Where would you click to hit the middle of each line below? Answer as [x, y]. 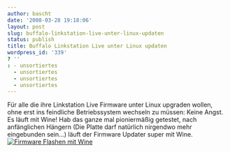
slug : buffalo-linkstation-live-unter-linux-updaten [86, 33]
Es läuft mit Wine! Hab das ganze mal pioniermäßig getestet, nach [102, 120]
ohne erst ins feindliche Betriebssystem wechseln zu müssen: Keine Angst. [115, 112]
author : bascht [29, 14]
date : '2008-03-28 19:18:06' [50, 20]
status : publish [31, 40]
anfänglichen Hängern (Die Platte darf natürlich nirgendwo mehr [100, 127]
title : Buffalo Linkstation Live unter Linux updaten [87, 46]
